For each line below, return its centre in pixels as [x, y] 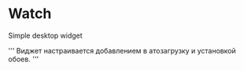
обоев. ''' [24, 59]
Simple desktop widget [45, 35]
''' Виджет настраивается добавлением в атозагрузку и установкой [122, 50]
